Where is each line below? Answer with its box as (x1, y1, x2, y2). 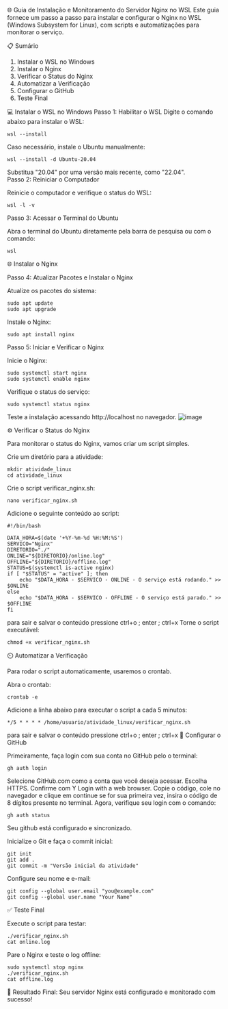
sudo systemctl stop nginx (7, 964, 84, 971)
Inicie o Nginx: (7, 356, 48, 364)
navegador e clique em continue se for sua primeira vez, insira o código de (7, 791, 218, 799)
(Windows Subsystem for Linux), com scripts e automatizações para (7, 21, 199, 29)
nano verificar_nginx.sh (7, 497, 78, 504)
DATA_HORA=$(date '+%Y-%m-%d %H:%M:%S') (7, 534, 124, 541)
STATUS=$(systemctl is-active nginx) (7, 564, 115, 571)
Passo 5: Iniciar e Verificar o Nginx (7, 343, 104, 351)
